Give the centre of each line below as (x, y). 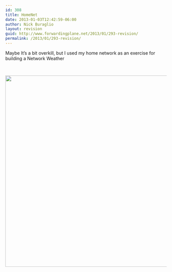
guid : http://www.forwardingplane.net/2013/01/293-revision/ (72, 34)
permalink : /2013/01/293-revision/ (43, 39)
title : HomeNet (21, 15)
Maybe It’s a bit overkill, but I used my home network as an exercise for (80, 53)
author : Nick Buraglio (29, 24)
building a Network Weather (35, 58)
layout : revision (24, 29)
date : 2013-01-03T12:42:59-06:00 (41, 19)
